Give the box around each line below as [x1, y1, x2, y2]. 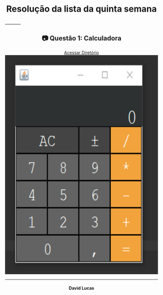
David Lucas [68, 285, 95, 291]
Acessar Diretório [64, 50, 99, 55]
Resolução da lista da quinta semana [6, 3, 157, 15]
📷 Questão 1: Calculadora [41, 34, 122, 42]
